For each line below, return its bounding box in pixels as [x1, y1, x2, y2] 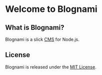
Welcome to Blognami [5, 3, 98, 15]
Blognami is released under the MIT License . [5, 64, 97, 70]
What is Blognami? [5, 23, 65, 32]
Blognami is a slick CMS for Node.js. [5, 36, 80, 42]
